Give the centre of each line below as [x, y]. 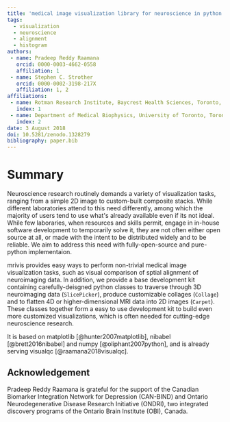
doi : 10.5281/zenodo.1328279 [49, 134]
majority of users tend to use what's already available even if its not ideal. [111, 216]
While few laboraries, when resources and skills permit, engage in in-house [114, 223]
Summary [35, 175]
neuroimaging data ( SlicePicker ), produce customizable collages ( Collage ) [113, 295]
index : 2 [28, 122]
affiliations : [27, 97]
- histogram [30, 45]
